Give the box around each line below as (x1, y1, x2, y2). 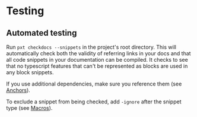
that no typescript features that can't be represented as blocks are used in (6, 62, 188, 69)
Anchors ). (6, 87, 31, 93)
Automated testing (6, 28, 77, 38)
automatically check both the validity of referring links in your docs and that (6, 50, 191, 57)
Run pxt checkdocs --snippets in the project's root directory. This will (6, 43, 177, 50)
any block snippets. (6, 69, 54, 75)
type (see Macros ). (6, 105, 53, 111)
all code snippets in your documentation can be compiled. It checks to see (6, 56, 188, 63)
